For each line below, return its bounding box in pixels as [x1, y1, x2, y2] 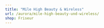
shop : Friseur [5, 16, 34, 20]
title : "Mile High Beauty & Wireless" [5, 7, 84, 12]
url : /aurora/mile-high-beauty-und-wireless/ [5, 11, 99, 16]
